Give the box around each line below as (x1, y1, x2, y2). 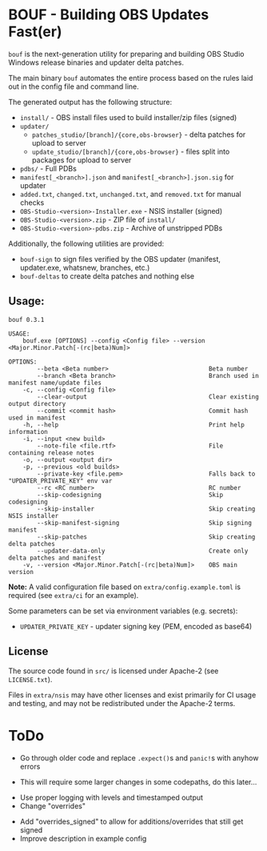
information (8, 428, 48, 436)
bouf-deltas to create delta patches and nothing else (19, 271, 195, 281)
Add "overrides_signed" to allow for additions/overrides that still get (19, 817, 244, 826)
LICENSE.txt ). (8, 674, 53, 684)
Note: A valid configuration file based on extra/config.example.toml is (8, 582, 241, 592)
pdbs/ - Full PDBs (19, 163, 78, 173)
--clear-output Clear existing (37, 392, 260, 401)
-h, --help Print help (22, 420, 245, 429)
